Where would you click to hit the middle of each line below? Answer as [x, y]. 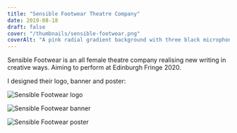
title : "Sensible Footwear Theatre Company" [74, 14]
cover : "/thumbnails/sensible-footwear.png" [74, 33]
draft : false [26, 27]
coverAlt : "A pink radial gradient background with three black [104, 40]
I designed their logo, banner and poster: [67, 81]
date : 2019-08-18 [33, 20]
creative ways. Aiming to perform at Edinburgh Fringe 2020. [95, 68]
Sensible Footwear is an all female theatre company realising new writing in [117, 60]
